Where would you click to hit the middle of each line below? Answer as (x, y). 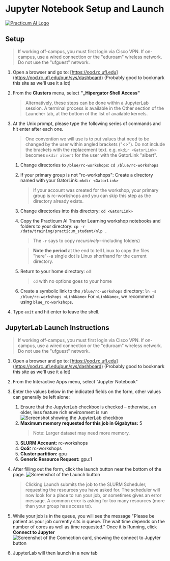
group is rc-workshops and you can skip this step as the (92, 196)
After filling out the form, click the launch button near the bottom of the (87, 469)
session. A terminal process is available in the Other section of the (95, 108)
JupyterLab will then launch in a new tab (55, 553)
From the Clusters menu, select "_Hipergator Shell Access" (76, 93)
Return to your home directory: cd (55, 271)
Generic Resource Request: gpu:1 (56, 459)
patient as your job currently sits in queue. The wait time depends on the (89, 521)
